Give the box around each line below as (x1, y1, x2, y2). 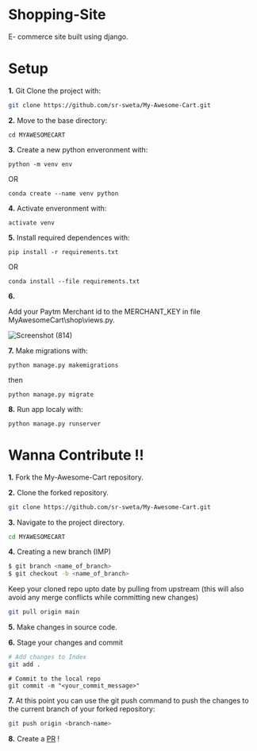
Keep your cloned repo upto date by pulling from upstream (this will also (8, 584, 244, 594)
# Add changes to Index (8, 653, 87, 661)
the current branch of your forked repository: (8, 704, 155, 714)
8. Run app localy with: (8, 404, 83, 414)
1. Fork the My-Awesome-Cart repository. (8, 472, 144, 482)
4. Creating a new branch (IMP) (8, 547, 111, 557)
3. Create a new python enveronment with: (8, 144, 148, 154)
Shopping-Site (8, 6, 106, 24)
